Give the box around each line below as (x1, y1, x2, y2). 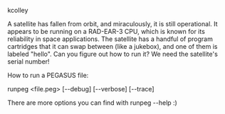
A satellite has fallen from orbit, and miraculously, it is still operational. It (7, 20, 219, 28)
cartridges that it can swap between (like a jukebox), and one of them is (7, 42, 218, 50)
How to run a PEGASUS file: (7, 71, 89, 79)
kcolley (7, 6, 28, 14)
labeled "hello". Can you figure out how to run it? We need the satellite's (7, 50, 219, 58)
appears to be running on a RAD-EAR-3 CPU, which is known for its (7, 28, 205, 35)
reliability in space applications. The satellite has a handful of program (7, 35, 214, 43)
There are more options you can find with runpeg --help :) (7, 98, 178, 107)
